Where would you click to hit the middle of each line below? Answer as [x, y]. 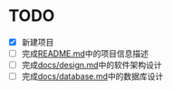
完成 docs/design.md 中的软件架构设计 [91, 65]
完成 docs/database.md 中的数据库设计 [92, 76]
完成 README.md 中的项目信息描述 [85, 54]
